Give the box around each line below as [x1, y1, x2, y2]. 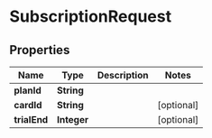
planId [14, 84, 42, 97]
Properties [9, 42, 70, 58]
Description [97, 69, 149, 81]
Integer [57, 114, 89, 125]
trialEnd [14, 114, 49, 125]
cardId [14, 99, 42, 111]
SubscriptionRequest [9, 6, 172, 27]
